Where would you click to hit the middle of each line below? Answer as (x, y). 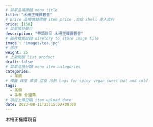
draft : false (19, 62)
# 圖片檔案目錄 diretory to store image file (52, 39)
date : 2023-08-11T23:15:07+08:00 (41, 105)
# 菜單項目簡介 (19, 29)
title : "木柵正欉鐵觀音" (29, 15)
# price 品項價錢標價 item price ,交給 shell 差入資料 (60, 19)
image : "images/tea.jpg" (33, 43)
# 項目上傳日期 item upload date (38, 100)
